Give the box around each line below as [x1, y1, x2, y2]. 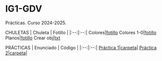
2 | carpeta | [5, 50, 28, 56]
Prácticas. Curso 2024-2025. [5, 20, 67, 26]
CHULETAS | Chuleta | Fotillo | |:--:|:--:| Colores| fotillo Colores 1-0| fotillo [5, 29, 157, 35]
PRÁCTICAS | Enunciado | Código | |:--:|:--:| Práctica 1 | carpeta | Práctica [5, 44, 157, 50]
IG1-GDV [5, 3, 42, 15]
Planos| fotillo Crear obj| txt [5, 35, 61, 41]
